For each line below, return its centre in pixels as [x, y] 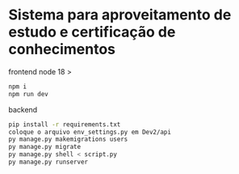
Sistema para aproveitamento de [120, 15]
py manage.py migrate [45, 147]
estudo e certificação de [92, 32]
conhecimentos [62, 49]
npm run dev [28, 94]
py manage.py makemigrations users [68, 139]
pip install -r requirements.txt [65, 124]
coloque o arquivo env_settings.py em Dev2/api [90, 132]
